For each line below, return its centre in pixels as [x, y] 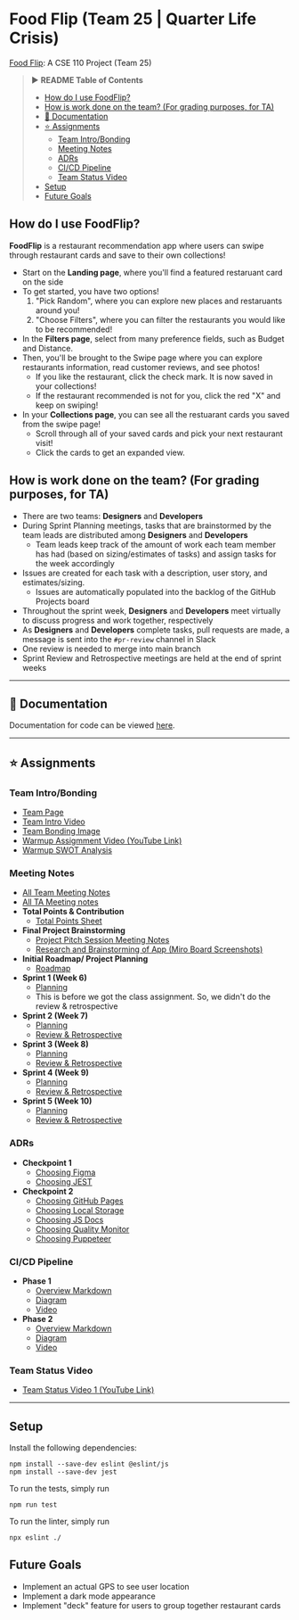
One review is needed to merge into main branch [112, 649]
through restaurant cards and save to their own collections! [117, 255]
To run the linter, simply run [59, 1522]
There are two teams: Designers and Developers [112, 516]
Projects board [62, 601]
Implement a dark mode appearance [89, 1596]
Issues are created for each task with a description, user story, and [145, 573]
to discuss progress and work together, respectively [117, 620]
